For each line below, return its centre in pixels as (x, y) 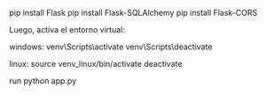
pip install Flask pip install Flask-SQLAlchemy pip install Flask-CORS (133, 13)
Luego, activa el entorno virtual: (67, 29)
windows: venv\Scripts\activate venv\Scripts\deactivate (111, 47)
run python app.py (43, 81)
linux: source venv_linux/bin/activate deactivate (96, 64)
